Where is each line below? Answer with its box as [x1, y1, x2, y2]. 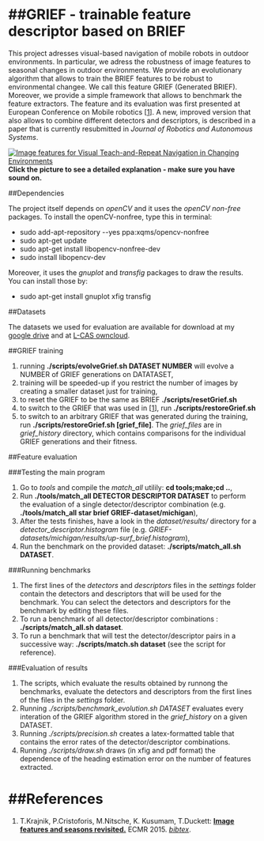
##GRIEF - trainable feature [8, 6, 191, 24]
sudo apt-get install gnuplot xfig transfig [19, 291, 152, 301]
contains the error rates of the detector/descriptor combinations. [19, 737, 231, 746]
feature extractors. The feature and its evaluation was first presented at [8, 99, 241, 108]
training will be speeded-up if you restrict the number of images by [19, 378, 239, 387]
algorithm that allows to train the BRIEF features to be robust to [8, 74, 213, 83]
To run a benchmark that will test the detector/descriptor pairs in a [19, 631, 236, 640]
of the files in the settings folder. [19, 695, 126, 704]
